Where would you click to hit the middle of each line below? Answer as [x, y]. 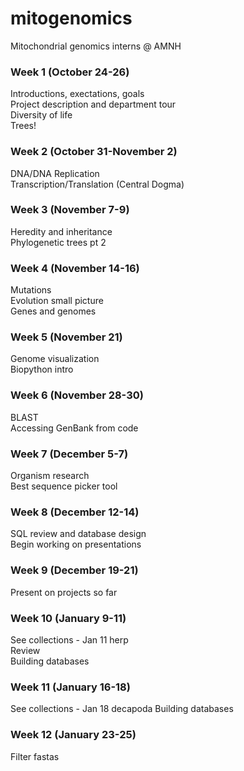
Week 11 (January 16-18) [70, 687]
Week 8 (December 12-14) [75, 512]
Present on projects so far [64, 592]
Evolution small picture [57, 301]
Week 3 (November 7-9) [70, 210]
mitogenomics [71, 18]
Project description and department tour [93, 104]
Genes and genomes [53, 311]
